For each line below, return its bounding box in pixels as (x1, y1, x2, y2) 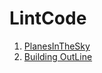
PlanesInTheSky (23, 40, 91, 52)
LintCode (9, 7, 87, 30)
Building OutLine (23, 50, 93, 62)
